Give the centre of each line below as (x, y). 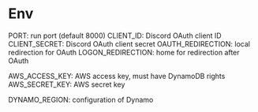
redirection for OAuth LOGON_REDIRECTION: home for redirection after (124, 52)
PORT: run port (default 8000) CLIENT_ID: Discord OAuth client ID (115, 35)
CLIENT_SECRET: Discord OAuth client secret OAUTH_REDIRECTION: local (129, 43)
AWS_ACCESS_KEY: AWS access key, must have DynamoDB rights (117, 76)
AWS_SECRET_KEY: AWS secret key (67, 84)
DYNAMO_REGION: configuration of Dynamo (81, 99)
